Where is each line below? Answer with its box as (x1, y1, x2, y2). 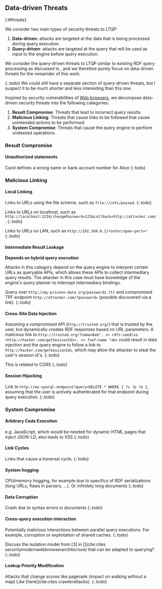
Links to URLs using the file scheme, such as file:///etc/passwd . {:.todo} (5, 200, 152, 206)
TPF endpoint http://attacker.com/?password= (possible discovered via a (5, 294, 151, 300)
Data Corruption (5, 494, 39, 500)
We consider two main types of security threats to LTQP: (5, 26, 118, 32)
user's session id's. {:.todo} (5, 352, 60, 358)
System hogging (5, 467, 39, 473)
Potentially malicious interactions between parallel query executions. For (5, 526, 149, 533)
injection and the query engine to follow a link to (5, 342, 101, 348)
